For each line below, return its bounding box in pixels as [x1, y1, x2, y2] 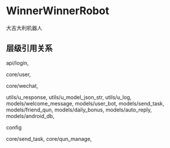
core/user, [6, 71, 31, 78]
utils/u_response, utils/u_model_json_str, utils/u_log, [6, 93, 132, 101]
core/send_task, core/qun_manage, [6, 135, 92, 142]
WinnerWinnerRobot [6, 4, 109, 18]
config [6, 124, 22, 131]
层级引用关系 [6, 43, 53, 54]
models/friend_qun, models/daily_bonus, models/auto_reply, [6, 106, 152, 113]
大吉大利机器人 [6, 24, 42, 31]
